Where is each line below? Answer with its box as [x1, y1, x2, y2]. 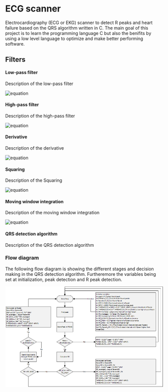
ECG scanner [5, 3, 61, 15]
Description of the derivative [5, 145, 64, 151]
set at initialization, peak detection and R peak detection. [5, 276, 122, 282]
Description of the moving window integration [5, 210, 100, 216]
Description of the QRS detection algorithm [5, 242, 94, 248]
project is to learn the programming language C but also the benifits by [5, 30, 151, 36]
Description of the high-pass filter [5, 113, 75, 119]
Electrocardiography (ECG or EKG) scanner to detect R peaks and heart [5, 20, 153, 26]
